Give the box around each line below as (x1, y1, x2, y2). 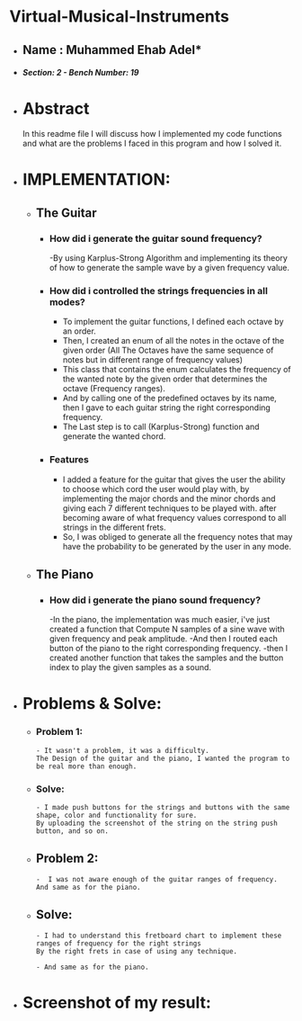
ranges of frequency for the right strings (35, 938, 202, 948)
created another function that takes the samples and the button (49, 652, 284, 663)
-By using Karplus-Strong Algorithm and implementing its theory (49, 252, 288, 263)
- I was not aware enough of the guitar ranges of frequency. (35, 874, 279, 883)
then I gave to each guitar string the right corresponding (62, 402, 271, 413)
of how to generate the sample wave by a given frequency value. (49, 262, 290, 273)
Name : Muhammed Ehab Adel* (22, 42, 202, 58)
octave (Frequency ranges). (62, 383, 166, 394)
